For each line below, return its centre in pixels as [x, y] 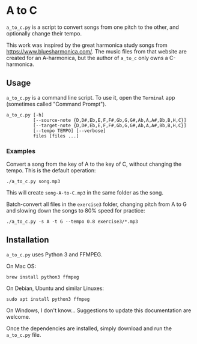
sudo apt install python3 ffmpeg [48, 299]
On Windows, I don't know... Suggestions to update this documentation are [99, 310]
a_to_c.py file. [24, 334]
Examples [21, 151]
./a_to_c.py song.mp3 [33, 182]
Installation [28, 240]
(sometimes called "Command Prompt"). [56, 104]
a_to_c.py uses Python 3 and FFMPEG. [55, 254]
